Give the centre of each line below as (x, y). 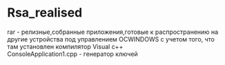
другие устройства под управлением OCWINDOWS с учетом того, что (111, 39)
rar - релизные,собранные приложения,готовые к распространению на (113, 32)
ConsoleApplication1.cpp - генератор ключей (72, 54)
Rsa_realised (45, 13)
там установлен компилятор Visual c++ (65, 46)
